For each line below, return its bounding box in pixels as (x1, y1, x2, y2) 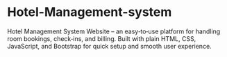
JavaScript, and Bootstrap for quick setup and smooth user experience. (7, 42, 212, 50)
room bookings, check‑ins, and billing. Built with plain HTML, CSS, (7, 34, 196, 42)
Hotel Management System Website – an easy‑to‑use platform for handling (7, 27, 221, 35)
